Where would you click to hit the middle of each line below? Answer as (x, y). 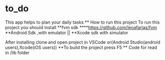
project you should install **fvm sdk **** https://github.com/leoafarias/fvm (81, 27)
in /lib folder (17, 53)
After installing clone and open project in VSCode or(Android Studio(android (83, 42)
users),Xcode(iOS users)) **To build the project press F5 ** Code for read (81, 47)
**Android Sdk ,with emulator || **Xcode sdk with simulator (67, 32)
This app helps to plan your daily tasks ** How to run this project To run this (82, 22)
